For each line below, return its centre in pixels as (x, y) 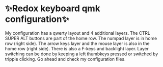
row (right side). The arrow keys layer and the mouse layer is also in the (77, 43)
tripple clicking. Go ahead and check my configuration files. (66, 59)
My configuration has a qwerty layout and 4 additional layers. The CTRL (78, 33)
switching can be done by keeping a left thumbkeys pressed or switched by (81, 54)
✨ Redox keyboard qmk (53, 9)
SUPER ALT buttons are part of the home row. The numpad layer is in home (81, 38)
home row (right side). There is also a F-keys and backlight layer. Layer (77, 48)
